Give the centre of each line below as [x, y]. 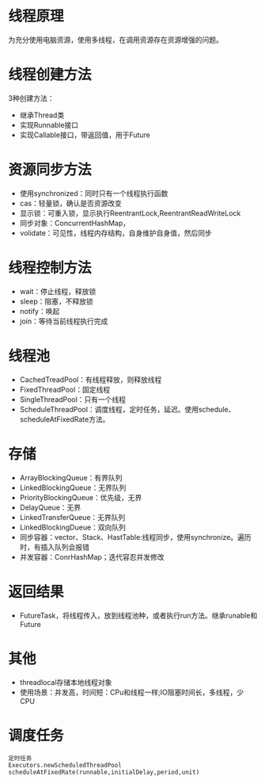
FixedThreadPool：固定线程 [65, 389]
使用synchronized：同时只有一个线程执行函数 [94, 193]
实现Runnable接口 [49, 124]
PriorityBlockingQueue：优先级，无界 [81, 497]
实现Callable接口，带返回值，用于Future [85, 135]
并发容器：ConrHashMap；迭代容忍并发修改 [92, 556]
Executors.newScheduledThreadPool [65, 766]
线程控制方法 [50, 268]
